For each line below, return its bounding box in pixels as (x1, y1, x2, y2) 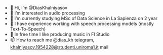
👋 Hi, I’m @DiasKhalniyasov (10, 5, 67, 10)
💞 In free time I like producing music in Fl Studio (10, 31, 110, 37)
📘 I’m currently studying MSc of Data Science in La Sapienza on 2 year (10, 15, 158, 21)
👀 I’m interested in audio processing (10, 10, 85, 16)
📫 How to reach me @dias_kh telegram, (10, 37, 95, 42)
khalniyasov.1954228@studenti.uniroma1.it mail (10, 44, 109, 50)
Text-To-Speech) (10, 26, 46, 32)
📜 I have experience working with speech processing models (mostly (10, 20, 154, 26)
